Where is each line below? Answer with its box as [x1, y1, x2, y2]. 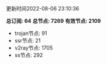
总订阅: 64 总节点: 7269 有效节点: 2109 [6, 17, 101, 24]
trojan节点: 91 [14, 30, 47, 37]
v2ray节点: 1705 [14, 44, 53, 51]
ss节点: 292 [14, 52, 43, 58]
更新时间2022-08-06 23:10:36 [6, 5, 80, 12]
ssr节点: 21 [14, 37, 41, 44]
